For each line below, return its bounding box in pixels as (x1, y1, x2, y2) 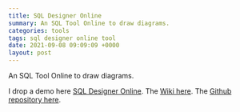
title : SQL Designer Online (8, 11, 102, 20)
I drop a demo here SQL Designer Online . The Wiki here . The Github (8, 86, 232, 96)
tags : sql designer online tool (8, 34, 116, 42)
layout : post (8, 49, 52, 57)
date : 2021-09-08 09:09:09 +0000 (8, 42, 120, 50)
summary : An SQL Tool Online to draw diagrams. (8, 19, 170, 27)
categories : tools (8, 26, 70, 34)
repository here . (8, 95, 62, 104)
